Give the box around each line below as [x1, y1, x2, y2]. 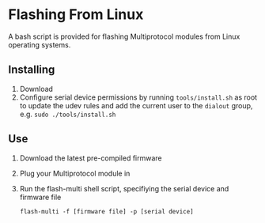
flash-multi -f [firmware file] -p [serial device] [19, 207, 194, 215]
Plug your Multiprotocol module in [19, 168, 131, 178]
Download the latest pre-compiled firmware [19, 153, 162, 163]
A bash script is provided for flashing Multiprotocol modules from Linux [8, 32, 240, 41]
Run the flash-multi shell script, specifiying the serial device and [19, 183, 229, 193]
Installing [8, 63, 55, 77]
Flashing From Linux [8, 6, 144, 24]
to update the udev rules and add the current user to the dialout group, [19, 100, 253, 110]
